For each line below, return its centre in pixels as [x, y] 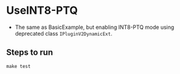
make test [19, 66]
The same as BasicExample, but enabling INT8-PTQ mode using [95, 27]
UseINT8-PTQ [42, 11]
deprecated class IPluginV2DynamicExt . [64, 33]
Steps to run [29, 53]
